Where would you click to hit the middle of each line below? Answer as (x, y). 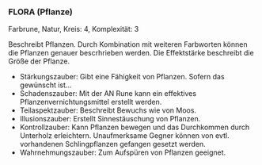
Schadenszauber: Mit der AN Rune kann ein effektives (108, 94)
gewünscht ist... (46, 85)
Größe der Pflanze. (39, 61)
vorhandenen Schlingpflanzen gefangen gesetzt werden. (112, 144)
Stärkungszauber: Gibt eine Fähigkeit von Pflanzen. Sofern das (122, 77)
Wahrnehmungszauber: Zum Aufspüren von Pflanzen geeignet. (123, 152)
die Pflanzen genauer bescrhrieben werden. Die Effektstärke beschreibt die (131, 53)
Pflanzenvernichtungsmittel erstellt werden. (91, 102)
